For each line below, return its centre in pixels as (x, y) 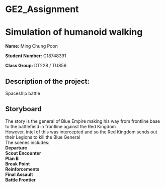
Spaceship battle (23, 93)
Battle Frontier (21, 179)
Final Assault (19, 174)
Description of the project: (47, 81)
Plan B (12, 158)
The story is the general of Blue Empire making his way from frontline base (82, 121)
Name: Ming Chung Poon (31, 46)
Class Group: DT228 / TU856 (36, 66)
